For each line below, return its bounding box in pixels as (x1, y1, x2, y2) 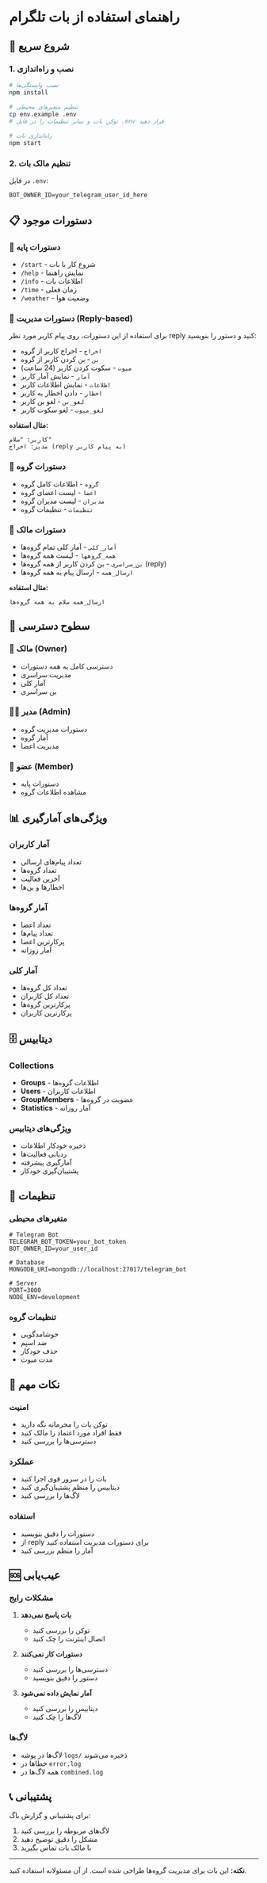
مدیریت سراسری (20, 669, 72, 679)
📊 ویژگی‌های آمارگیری (9, 811, 108, 825)
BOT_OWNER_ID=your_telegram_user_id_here (9, 191, 148, 200)
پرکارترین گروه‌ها (20, 1000, 71, 1009)
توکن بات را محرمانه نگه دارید (20, 1420, 108, 1429)
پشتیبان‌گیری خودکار (20, 1166, 79, 1176)
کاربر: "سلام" (9, 436, 52, 444)
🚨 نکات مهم (9, 1378, 60, 1391)
